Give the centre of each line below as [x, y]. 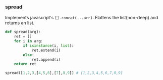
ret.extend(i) [46, 50]
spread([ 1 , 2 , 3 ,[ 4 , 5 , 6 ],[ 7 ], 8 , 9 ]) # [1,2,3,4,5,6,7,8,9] [64, 73]
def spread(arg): [23, 32]
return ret [25, 64]
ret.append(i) [46, 60]
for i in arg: [28, 41]
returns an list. [20, 23]
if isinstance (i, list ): [49, 45]
